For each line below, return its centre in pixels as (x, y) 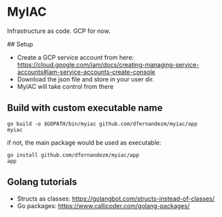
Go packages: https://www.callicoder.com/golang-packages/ (103, 205)
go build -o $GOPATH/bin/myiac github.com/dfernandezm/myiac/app (102, 124)
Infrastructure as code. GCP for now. (59, 31)
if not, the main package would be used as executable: (84, 142)
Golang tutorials (42, 182)
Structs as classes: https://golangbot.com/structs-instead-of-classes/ (116, 199)
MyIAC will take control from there (65, 86)
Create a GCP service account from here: (75, 57)
